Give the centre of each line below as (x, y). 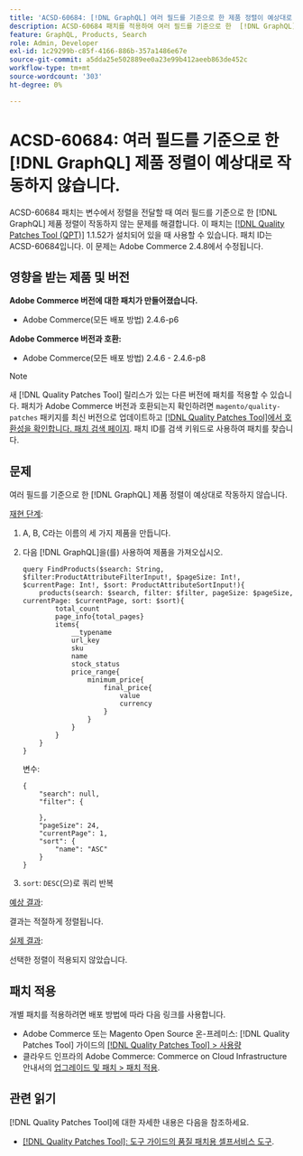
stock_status (95, 665)
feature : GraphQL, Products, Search (78, 34)
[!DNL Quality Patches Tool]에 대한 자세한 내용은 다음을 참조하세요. (129, 1122)
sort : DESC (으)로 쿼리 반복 (68, 883)
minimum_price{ (115, 680)
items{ (68, 625)
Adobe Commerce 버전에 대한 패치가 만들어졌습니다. (104, 301)
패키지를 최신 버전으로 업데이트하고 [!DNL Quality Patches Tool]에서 (161, 417)
